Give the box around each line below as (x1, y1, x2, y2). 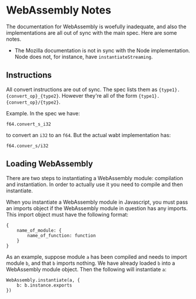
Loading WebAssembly (6, 159, 93, 169)
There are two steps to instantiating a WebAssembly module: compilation (6, 174, 184, 181)
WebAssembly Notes (6, 4, 112, 17)
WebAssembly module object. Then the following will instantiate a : (6, 265, 167, 273)
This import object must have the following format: (6, 211, 128, 218)
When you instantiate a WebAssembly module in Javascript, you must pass (6, 198, 188, 205)
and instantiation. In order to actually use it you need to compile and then (6, 181, 184, 188)
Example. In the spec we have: (6, 109, 81, 117)
